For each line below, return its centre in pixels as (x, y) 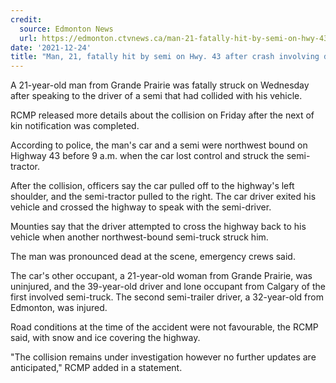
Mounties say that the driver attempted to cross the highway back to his (158, 227)
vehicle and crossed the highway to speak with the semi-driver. (141, 207)
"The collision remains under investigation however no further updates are (163, 357)
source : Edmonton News (66, 29)
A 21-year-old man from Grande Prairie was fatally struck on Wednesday (160, 85)
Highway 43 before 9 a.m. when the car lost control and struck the (147, 156)
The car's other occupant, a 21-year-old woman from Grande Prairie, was (161, 276)
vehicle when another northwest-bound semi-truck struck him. (139, 237)
